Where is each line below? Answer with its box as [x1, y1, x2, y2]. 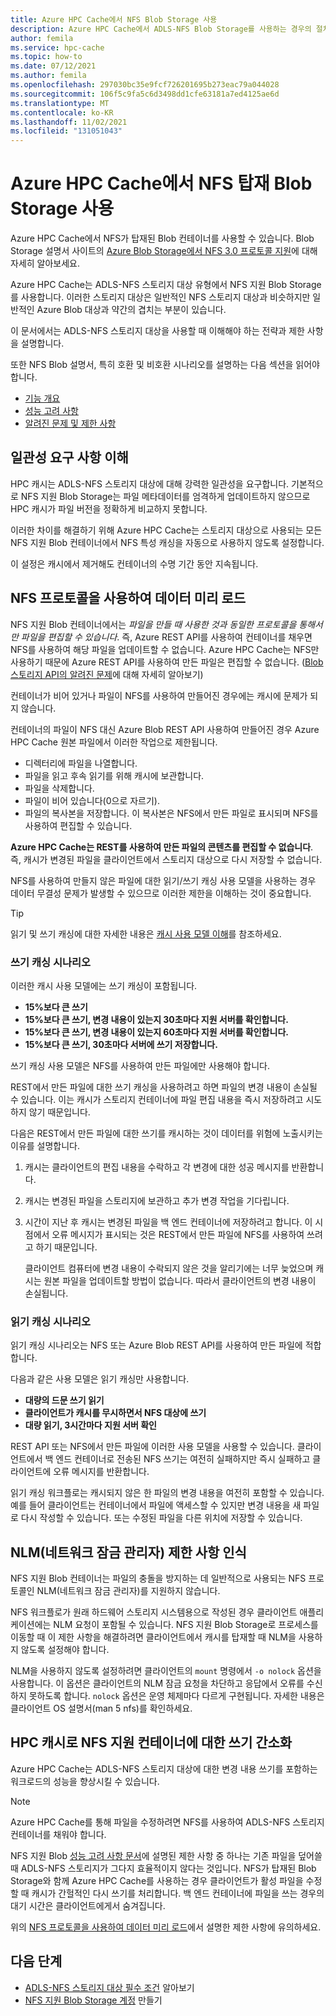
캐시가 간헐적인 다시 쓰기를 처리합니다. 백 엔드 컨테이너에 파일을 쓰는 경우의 [31, 1887, 325, 1899]
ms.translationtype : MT [10, 98, 110, 108]
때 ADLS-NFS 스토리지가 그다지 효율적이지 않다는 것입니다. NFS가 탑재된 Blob [10, 1862, 317, 1874]
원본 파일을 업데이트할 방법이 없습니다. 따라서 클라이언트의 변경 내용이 [43, 1274, 317, 1286]
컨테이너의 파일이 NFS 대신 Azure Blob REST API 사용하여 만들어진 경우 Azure [10, 723, 320, 735]
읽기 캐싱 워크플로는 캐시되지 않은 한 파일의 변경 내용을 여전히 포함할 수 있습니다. [10, 1487, 325, 1499]
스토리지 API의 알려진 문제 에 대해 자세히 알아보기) [10, 668, 204, 680]
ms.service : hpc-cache [10, 42, 105, 53]
